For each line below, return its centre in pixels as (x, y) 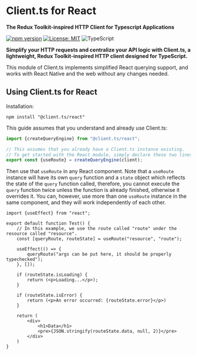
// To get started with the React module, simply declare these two (91, 155)
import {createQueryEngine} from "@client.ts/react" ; (73, 138)
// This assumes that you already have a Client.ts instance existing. (95, 149)
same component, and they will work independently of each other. (86, 202)
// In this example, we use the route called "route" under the (97, 229)
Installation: (20, 106)
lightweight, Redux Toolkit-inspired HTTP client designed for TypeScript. (97, 56)
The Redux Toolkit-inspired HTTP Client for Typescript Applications (90, 27)
